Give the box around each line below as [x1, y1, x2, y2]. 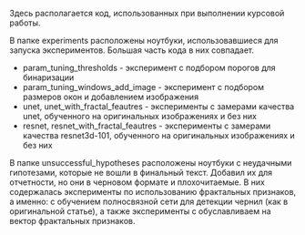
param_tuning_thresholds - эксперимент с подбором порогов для [22, 63, 276, 73]
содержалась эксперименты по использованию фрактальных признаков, [9, 187, 297, 197]
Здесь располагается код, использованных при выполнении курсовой [9, 8, 285, 18]
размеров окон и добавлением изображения [22, 91, 198, 102]
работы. [9, 17, 41, 28]
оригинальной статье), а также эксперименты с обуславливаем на [9, 206, 271, 217]
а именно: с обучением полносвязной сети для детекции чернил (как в [9, 196, 289, 207]
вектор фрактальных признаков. [9, 216, 136, 226]
